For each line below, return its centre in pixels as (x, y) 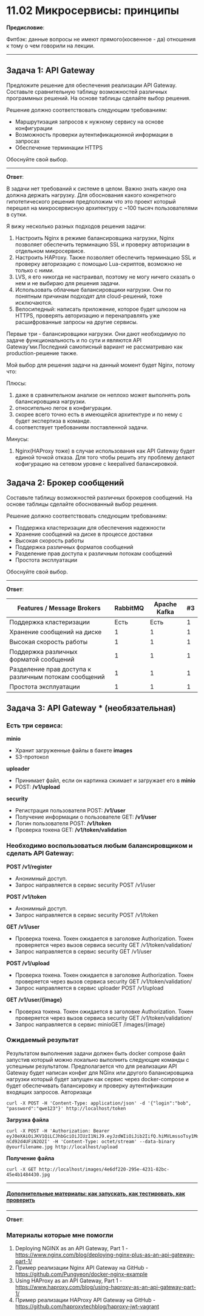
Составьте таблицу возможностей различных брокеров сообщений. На (99, 497)
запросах (27, 141)
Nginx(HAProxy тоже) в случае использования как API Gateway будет (105, 451)
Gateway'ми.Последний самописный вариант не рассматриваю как (95, 347)
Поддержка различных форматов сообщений (74, 547)
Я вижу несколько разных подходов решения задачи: (76, 226)
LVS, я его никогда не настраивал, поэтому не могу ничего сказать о (105, 277)
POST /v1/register (29, 867)
